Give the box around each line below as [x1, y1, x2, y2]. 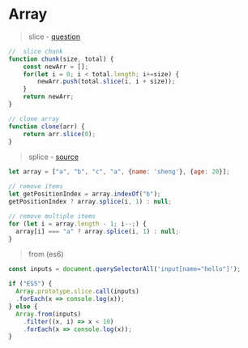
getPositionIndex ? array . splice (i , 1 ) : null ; [8, 198, 173, 206]
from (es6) [28, 249, 64, 260]
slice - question [28, 32, 81, 41]
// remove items [8, 183, 63, 191]
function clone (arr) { [8, 122, 85, 131]
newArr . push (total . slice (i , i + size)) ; [37, 78, 176, 86]
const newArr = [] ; [23, 62, 89, 71]
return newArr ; [23, 92, 75, 101]
